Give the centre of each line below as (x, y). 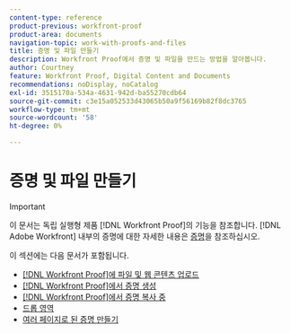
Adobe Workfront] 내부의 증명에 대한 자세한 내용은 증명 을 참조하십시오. (135, 236)
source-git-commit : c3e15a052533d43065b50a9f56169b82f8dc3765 (128, 101)
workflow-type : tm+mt (50, 110)
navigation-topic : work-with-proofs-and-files (98, 43)
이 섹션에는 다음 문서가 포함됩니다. (69, 255)
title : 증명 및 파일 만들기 (54, 51)
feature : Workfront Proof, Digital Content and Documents (120, 76)
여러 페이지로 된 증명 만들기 (70, 319)
